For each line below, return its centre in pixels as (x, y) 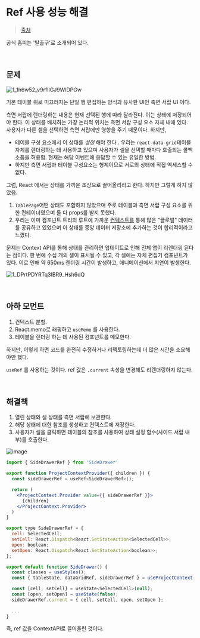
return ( (22, 490)
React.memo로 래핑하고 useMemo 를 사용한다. (67, 329)
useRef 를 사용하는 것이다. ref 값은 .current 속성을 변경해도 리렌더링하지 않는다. (99, 369)
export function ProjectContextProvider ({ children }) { (78, 473)
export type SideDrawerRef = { (45, 528)
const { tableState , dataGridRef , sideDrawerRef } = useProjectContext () (105, 578)
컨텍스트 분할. (31, 322)
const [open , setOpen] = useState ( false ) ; (65, 594)
